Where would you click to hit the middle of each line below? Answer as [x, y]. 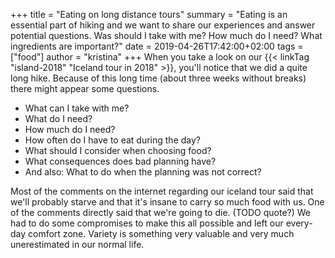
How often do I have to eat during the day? [112, 140]
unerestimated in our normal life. [77, 244]
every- [299, 223]
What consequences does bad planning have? [120, 161]
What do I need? [58, 118]
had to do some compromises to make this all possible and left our [147, 223]
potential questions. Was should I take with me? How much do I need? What [166, 35]
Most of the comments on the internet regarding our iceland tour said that [162, 191]
